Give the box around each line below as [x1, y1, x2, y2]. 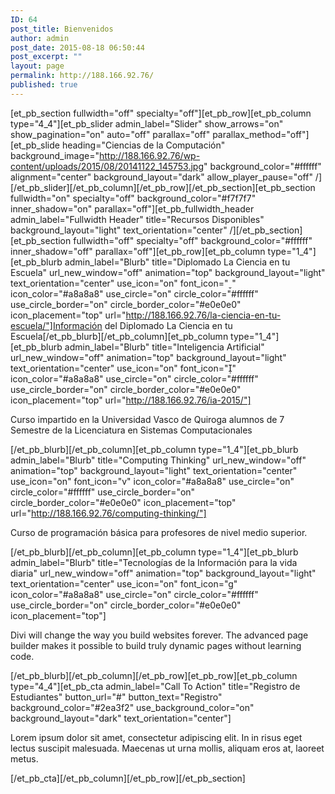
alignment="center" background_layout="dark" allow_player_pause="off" [10, 171, 313, 183]
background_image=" [10, 149, 100, 161]
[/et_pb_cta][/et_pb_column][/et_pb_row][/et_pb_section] [10, 772, 246, 784]
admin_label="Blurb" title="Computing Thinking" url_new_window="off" [10, 454, 307, 466]
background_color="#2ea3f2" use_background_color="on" [10, 701, 255, 713]
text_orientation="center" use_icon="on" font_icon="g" [10, 577, 238, 590]
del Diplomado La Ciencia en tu [104, 319, 233, 331]
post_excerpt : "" [10, 52, 83, 62]
